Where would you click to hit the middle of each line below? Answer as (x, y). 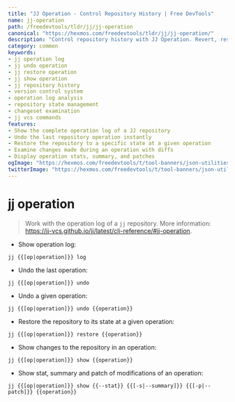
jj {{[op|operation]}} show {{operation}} (70, 360)
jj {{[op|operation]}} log (47, 257)
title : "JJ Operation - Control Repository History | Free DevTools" (111, 14)
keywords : (22, 53)
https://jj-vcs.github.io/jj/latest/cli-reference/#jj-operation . (108, 230)
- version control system (45, 91)
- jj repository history (44, 85)
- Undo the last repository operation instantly (80, 137)
